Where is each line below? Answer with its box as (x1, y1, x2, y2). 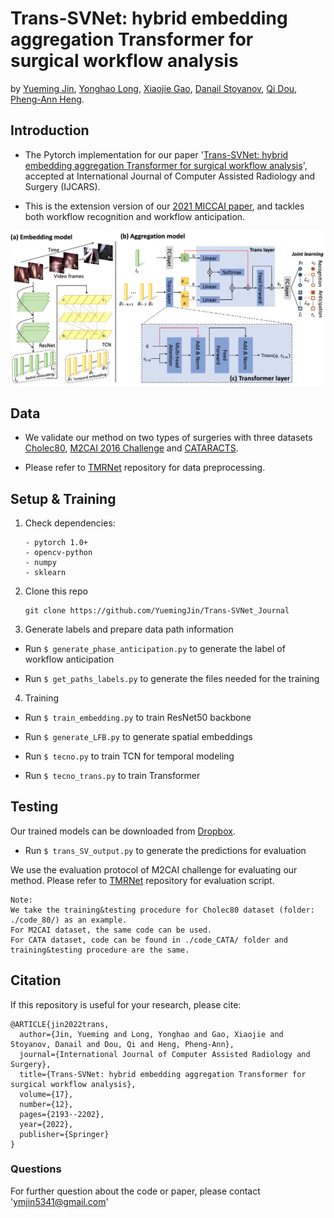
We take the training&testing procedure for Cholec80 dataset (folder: (10, 905, 315, 915)
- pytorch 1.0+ (24, 537, 89, 547)
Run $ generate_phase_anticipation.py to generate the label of (24, 642, 286, 654)
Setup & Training (10, 490, 117, 507)
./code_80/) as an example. (10, 915, 128, 925)
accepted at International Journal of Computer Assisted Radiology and (24, 170, 316, 182)
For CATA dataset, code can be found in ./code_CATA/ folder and (10, 935, 288, 945)
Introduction (10, 122, 90, 139)
